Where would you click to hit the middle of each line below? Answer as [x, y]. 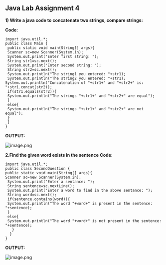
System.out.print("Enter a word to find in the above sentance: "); [80, 190]
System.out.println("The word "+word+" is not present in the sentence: [84, 221]
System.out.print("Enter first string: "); [53, 56]
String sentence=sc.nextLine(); [41, 186]
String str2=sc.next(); [32, 69]
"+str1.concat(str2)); [29, 87]
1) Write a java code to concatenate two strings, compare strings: [74, 20]
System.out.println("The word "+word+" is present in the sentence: [80, 203]
